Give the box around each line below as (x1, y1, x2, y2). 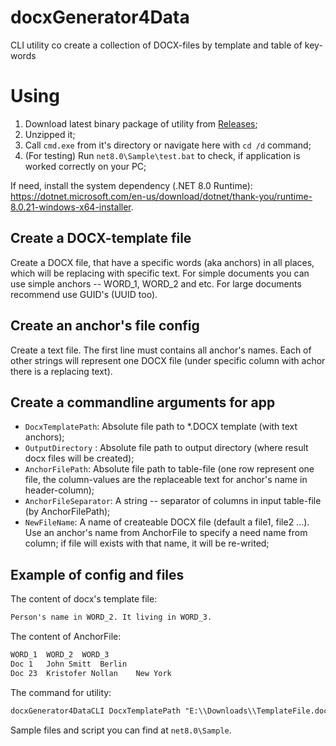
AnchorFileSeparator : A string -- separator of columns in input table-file (24, 495, 322, 507)
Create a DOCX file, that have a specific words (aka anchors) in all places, (10, 256, 315, 268)
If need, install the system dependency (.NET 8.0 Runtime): (10, 179, 253, 191)
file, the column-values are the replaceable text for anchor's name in (24, 474, 308, 486)
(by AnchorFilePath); (24, 506, 111, 518)
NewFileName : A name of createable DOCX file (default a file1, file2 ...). (24, 516, 310, 528)
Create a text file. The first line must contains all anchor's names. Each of (10, 344, 312, 356)
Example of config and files (10, 566, 185, 583)
